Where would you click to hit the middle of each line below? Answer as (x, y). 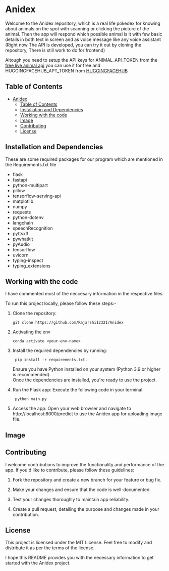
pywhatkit (23, 239)
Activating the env (31, 332)
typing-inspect (28, 260)
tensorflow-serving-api (37, 196)
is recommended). (32, 375)
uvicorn (20, 255)
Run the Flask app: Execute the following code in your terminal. (78, 390)
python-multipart (30, 185)
